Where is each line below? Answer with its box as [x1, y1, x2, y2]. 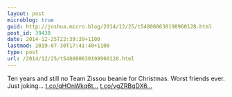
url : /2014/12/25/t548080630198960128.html [7, 55, 135, 62]
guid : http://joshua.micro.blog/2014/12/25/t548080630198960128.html [7, 23, 213, 30]
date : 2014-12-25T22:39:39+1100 [7, 36, 100, 43]
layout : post [7, 10, 45, 17]
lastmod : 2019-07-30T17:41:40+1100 [7, 42, 110, 49]
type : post [7, 49, 39, 56]
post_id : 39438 [7, 29, 51, 37]
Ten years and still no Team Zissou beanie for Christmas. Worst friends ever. [7, 74, 225, 82]
